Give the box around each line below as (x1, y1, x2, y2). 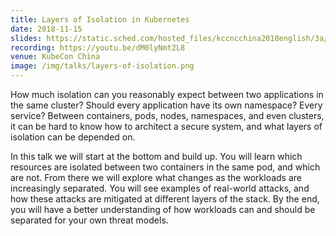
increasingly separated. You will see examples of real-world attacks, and (10, 182, 310, 194)
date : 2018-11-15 (10, 24, 83, 34)
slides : (10, 33, 43, 43)
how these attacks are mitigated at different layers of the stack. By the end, (10, 193, 320, 205)
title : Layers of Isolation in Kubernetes (10, 14, 190, 25)
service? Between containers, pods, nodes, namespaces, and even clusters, (10, 110, 325, 121)
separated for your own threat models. (10, 214, 169, 226)
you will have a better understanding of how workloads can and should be (10, 204, 316, 215)
